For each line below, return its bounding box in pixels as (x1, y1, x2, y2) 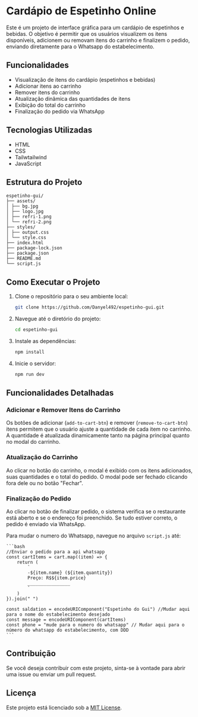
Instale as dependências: (14, 337, 76, 344)
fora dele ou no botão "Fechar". (6, 479, 83, 487)
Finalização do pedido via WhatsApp (14, 107, 105, 115)
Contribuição (6, 648, 56, 659)
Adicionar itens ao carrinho (14, 82, 81, 89)
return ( (17, 559, 39, 565)
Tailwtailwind (14, 153, 47, 160)
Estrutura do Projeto (6, 177, 83, 187)
